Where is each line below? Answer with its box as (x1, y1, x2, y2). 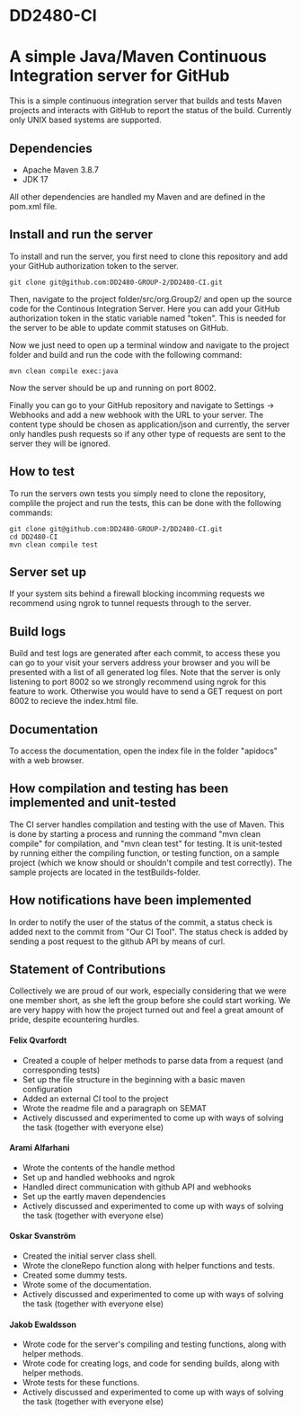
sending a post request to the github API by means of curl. (9, 936, 226, 947)
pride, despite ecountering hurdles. (9, 1014, 140, 1025)
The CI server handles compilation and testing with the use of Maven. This (9, 819, 285, 830)
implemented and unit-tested (9, 795, 177, 810)
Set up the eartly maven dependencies (22, 1190, 166, 1201)
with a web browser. (9, 755, 84, 765)
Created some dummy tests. (22, 1269, 128, 1281)
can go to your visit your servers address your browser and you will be (9, 657, 271, 668)
